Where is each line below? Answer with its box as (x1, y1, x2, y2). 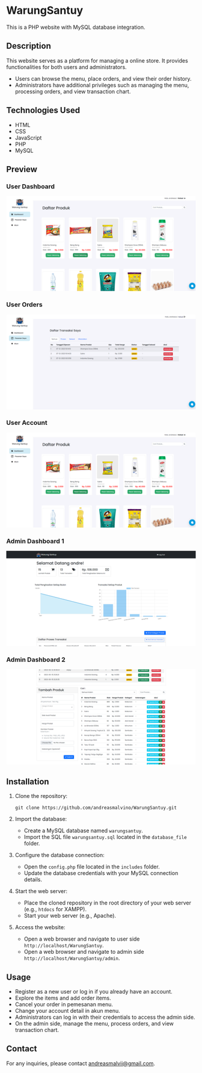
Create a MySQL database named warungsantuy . (23, 827, 143, 834)
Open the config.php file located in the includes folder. (23, 863, 161, 870)
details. (23, 876, 43, 883)
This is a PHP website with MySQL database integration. (6, 23, 145, 31)
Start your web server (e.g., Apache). (23, 912, 116, 920)
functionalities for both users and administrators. (6, 63, 127, 70)
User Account (6, 419, 47, 427)
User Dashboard (6, 182, 55, 190)
